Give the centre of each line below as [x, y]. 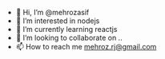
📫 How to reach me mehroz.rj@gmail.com [86, 47]
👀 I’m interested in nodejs [58, 21]
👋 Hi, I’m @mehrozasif [52, 12]
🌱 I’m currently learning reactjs [66, 29]
